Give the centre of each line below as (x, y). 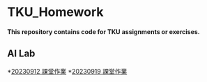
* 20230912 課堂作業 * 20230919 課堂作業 (67, 71)
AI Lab (21, 54)
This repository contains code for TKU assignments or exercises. (103, 31)
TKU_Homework (55, 12)
